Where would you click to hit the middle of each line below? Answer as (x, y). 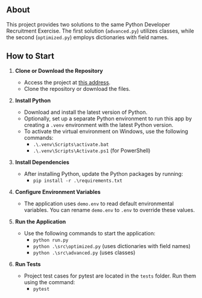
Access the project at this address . (67, 82)
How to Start (30, 56)
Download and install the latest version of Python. (86, 112)
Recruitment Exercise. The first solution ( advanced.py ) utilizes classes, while (100, 31)
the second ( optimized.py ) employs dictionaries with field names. (87, 37)
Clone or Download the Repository (59, 70)
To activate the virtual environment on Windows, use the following (106, 131)
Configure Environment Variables (58, 191)
